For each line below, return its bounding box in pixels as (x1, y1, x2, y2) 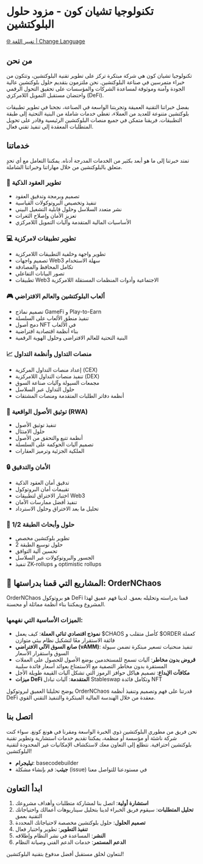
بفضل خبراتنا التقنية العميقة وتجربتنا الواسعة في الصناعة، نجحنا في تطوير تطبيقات (6, 103, 190, 111)
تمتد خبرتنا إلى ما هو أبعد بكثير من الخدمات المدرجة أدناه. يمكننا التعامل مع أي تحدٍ (6, 157, 190, 164)
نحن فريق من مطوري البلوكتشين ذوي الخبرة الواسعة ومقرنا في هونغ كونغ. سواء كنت (6, 728, 197, 735)
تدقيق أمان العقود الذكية (15, 479, 69, 486)
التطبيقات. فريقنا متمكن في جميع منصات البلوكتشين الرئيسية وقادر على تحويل (6, 116, 183, 124)
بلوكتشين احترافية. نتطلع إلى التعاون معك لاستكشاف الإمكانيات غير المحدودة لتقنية (6, 740, 192, 748)
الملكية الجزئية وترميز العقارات (15, 447, 85, 455)
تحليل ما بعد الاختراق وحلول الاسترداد (15, 505, 99, 512)
